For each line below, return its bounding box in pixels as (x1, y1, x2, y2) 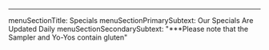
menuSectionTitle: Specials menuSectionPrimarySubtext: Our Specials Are (8, 16, 254, 25)
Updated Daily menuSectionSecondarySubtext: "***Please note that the (8, 25, 249, 33)
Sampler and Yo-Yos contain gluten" (8, 33, 128, 42)
